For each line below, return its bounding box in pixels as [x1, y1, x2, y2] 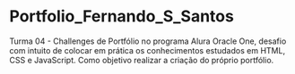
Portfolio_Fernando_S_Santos [9, 6, 235, 27]
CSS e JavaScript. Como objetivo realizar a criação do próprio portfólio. [9, 54, 274, 65]
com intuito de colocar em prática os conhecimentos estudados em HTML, [9, 45, 285, 55]
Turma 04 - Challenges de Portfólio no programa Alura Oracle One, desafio [9, 36, 287, 46]
